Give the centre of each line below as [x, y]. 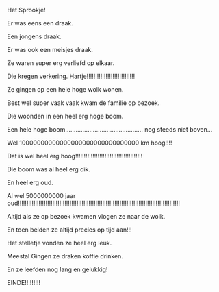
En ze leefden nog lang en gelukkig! [57, 269]
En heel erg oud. [30, 182]
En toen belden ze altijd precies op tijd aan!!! [69, 230]
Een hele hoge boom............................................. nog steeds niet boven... [110, 129]
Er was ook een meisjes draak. [50, 50]
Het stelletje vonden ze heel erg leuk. [60, 243]
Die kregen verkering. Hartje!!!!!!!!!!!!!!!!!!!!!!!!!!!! [71, 76]
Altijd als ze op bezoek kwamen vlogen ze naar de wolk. [86, 216]
